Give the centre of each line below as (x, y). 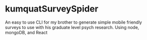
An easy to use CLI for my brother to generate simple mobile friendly (73, 22)
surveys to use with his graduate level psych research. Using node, (72, 27)
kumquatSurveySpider (52, 9)
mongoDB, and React (26, 32)
